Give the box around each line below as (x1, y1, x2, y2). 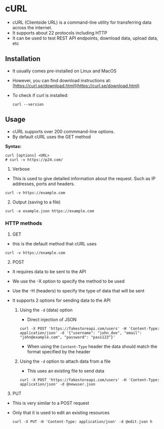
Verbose (12, 166, 30, 172)
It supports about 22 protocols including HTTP (12, 30, 108, 36)
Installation (5, 55, 41, 63)
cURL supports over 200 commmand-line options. (12, 128, 115, 134)
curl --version (12, 102, 44, 107)
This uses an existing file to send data (27, 368, 105, 374)
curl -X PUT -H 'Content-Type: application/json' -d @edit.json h (12, 419, 153, 424)
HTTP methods (5, 220, 42, 227)
